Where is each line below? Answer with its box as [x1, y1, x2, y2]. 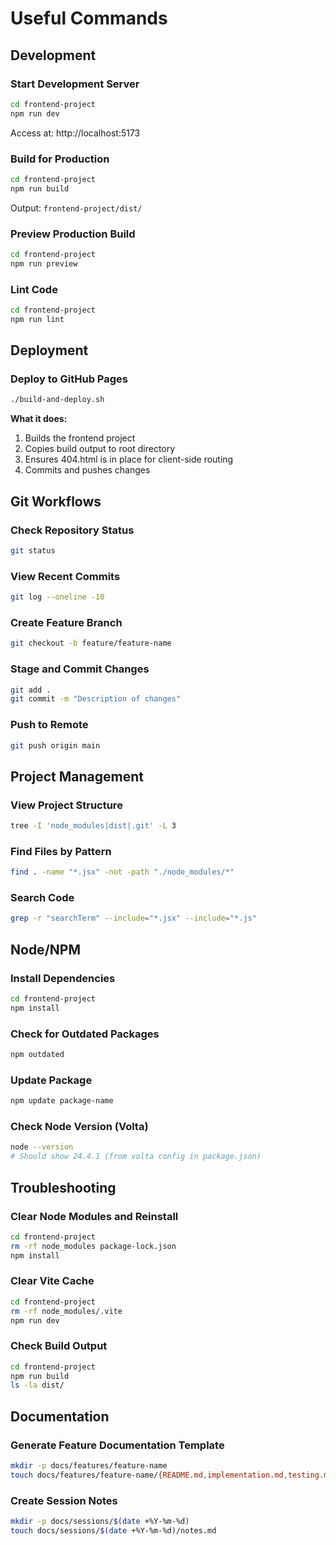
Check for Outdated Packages [10, 1027, 160, 1041]
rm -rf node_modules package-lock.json [10, 1241, 177, 1251]
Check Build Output [10, 1339, 108, 1353]
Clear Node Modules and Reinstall [10, 1209, 179, 1223]
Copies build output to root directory [24, 443, 176, 455]
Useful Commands [10, 7, 168, 30]
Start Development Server [10, 77, 140, 91]
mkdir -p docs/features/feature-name [10, 1461, 168, 1471]
